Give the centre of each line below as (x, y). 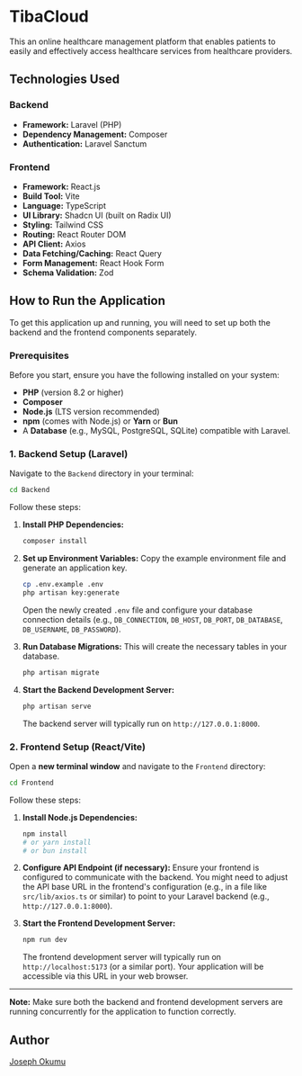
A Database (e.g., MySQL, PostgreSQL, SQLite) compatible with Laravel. (156, 431)
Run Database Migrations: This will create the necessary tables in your (155, 646)
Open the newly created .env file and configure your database (138, 610)
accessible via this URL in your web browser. (105, 976)
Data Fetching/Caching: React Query (92, 253)
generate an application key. (75, 568)
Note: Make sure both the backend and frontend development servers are (146, 1002)
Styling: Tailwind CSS (63, 224)
